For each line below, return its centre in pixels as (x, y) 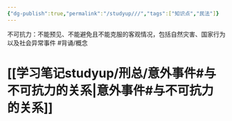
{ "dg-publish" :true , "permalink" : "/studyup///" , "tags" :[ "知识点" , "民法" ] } (113, 13)
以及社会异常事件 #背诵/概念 (47, 43)
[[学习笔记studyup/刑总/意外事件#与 (112, 73)
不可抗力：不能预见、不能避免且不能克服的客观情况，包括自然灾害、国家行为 (116, 34)
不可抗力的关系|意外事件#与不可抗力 (110, 90)
